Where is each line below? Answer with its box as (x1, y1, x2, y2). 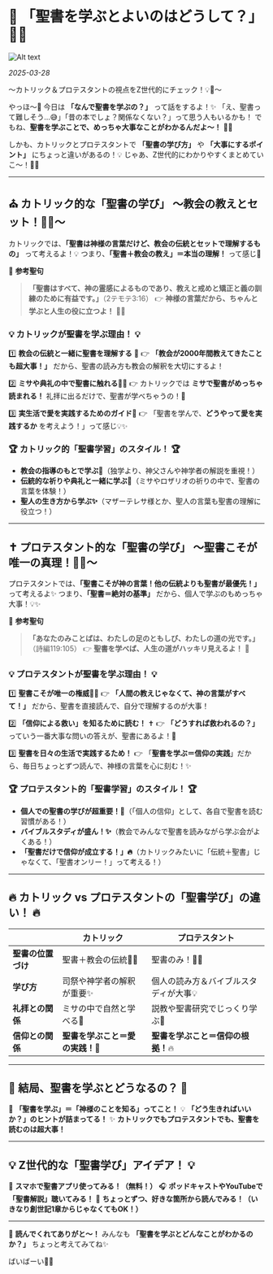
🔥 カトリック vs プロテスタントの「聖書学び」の (8, 891, 250, 905)
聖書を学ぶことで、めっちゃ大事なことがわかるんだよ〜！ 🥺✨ (29, 122, 233, 132)
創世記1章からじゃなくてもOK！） (29, 1204, 143, 1214)
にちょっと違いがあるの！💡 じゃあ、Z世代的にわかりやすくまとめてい (31, 150, 264, 159)
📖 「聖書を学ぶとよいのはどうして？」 (8, 7, 263, 26)
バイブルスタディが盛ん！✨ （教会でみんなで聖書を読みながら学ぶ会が (19, 826, 253, 836)
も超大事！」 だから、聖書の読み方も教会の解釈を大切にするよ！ (8, 361, 225, 371)
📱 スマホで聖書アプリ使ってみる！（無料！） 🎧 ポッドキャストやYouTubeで (8, 1181, 263, 1191)
